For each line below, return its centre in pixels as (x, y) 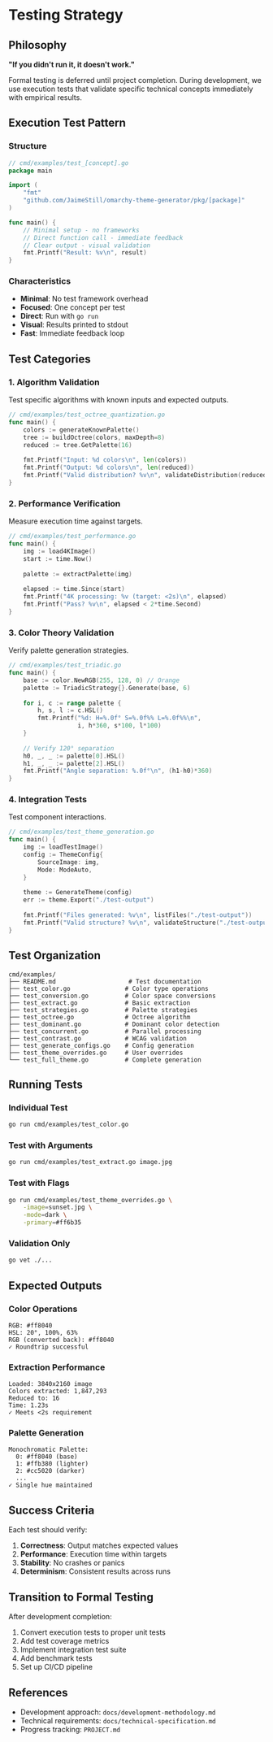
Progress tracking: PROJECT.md (70, 1729)
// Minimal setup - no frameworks (81, 230)
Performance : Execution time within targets (93, 1554)
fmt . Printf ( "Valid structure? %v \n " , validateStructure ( (121, 923)
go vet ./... (30, 1260)
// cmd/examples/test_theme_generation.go (81, 832)
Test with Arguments (51, 1145)
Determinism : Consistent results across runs (95, 1571)
